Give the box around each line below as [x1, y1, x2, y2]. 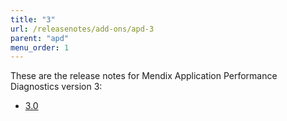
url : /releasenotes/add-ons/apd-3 [10, 24, 155, 34]
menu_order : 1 [10, 42, 70, 53]
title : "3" [10, 14, 56, 25]
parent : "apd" [10, 33, 70, 43]
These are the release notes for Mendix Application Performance [10, 70, 278, 82]
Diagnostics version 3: [10, 81, 103, 93]
